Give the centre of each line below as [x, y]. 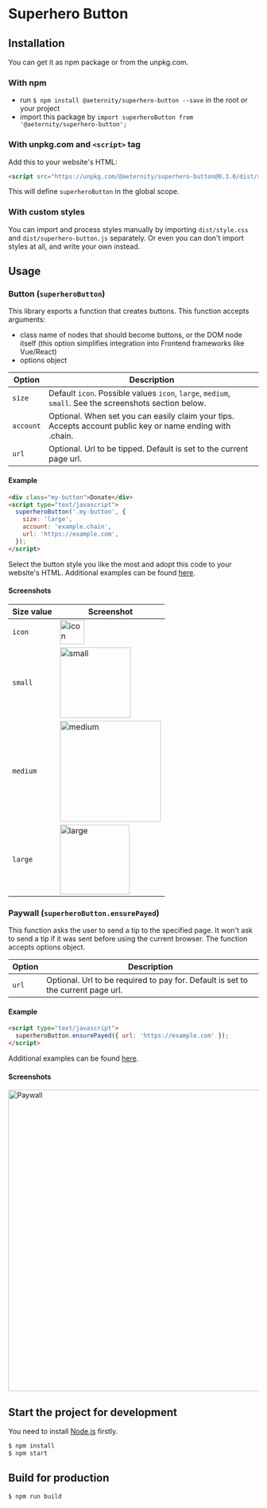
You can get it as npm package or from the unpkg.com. [99, 62]
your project [40, 109]
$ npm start [28, 1453]
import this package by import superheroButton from [106, 117]
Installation [37, 43]
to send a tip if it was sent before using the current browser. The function [128, 939]
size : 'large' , [48, 520]
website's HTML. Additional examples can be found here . [102, 572]
